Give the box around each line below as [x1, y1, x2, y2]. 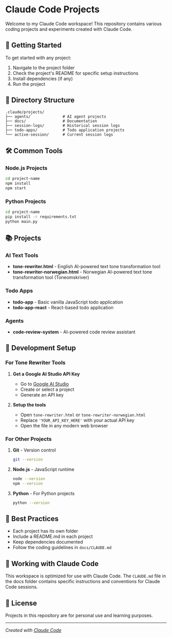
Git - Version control [12, 447, 56, 453]
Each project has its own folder [12, 528, 78, 534]
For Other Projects [5, 435, 52, 442]
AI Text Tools [5, 252, 38, 259]
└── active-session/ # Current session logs [5, 132, 114, 137]
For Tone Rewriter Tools [5, 359, 66, 366]
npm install [5, 181, 31, 186]
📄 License [5, 598, 37, 607]
